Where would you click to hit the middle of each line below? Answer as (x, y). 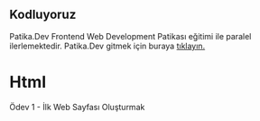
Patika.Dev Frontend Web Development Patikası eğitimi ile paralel (130, 36)
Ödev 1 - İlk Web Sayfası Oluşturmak (77, 107)
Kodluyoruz (43, 15)
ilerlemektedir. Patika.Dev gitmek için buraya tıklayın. (107, 46)
